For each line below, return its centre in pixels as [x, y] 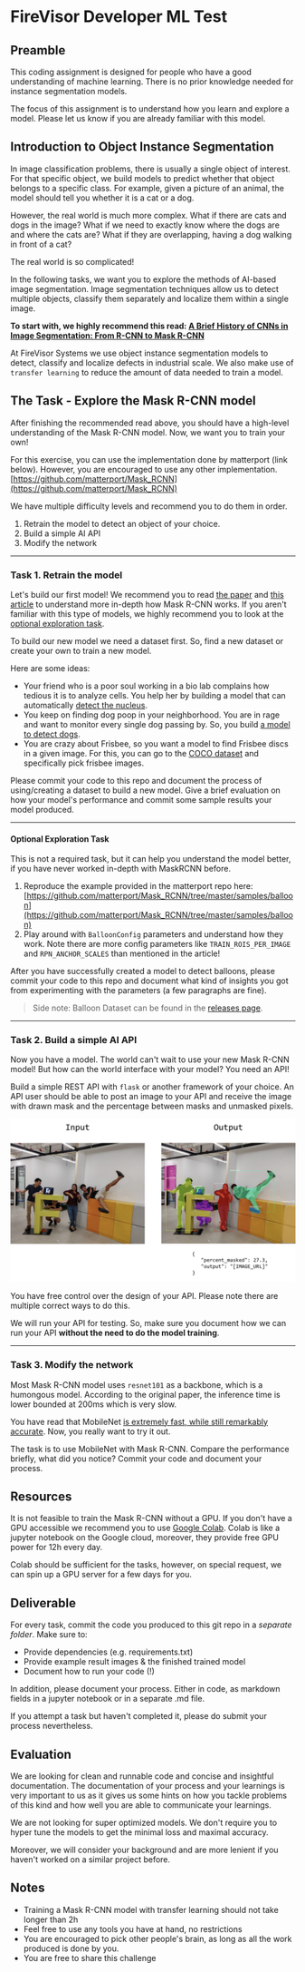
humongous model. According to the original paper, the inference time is [145, 1394]
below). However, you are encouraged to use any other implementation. [144, 469]
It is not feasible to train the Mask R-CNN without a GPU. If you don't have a [151, 1518]
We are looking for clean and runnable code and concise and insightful [142, 1776]
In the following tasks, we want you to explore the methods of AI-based [143, 279]
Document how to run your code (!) [89, 1672]
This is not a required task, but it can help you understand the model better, [151, 859]
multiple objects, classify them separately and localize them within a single [149, 298]
